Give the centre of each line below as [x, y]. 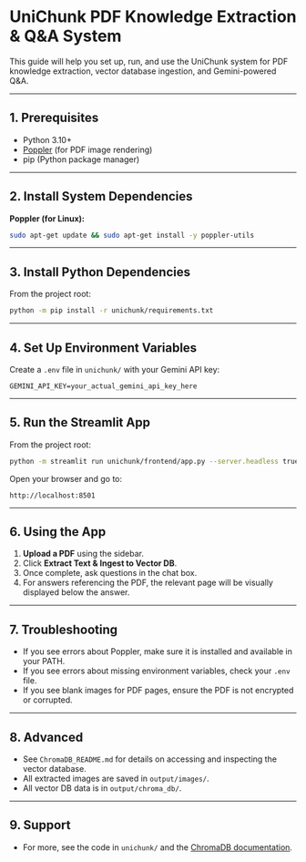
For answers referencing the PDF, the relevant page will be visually [148, 583]
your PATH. [44, 662]
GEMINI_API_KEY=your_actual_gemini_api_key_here [103, 386]
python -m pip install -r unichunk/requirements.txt [112, 311]
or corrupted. [47, 700]
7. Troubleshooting [64, 629]
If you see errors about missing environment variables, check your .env [156, 671]
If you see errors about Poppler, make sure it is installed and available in [158, 652]
